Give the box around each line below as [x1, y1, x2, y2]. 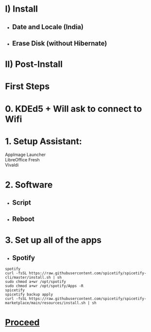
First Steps [5, 81, 50, 92]
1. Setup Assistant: [5, 136, 83, 147]
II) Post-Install [5, 59, 63, 70]
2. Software [5, 179, 53, 190]
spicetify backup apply [5, 292, 53, 297]
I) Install [5, 3, 38, 15]
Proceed [5, 317, 40, 328]
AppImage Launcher [5, 152, 46, 157]
